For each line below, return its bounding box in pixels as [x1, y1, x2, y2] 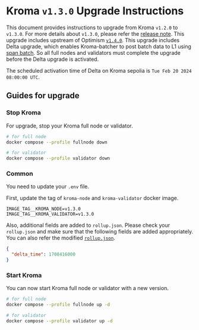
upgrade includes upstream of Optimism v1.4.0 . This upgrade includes [6, 36, 180, 43]
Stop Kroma [6, 108, 42, 117]
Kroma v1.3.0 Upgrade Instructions [6, 4, 184, 18]
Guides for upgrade [6, 91, 80, 101]
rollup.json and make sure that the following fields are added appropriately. [6, 228, 194, 235]
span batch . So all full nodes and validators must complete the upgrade [6, 49, 181, 56]
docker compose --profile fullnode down [6, 139, 108, 145]
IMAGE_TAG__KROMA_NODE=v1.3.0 [6, 206, 81, 212]
